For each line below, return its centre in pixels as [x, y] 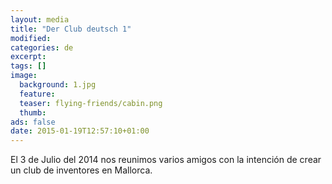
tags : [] [28, 66]
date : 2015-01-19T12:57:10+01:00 [80, 131]
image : [24, 76]
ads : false [33, 122]
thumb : [33, 112]
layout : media [40, 19]
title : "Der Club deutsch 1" [71, 29]
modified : [31, 38]
